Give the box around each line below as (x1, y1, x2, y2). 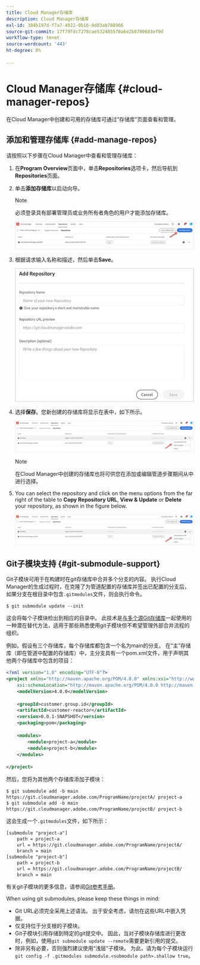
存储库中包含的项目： (21, 657, 74, 664)
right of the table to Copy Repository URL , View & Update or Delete (14, 496, 182, 503)
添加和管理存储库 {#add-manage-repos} (6, 135, 158, 145)
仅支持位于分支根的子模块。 (14, 923, 83, 930)
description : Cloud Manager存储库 (6, 16, 89, 22)
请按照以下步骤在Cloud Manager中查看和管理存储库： (6, 152, 138, 159)
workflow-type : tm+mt (6, 35, 60, 41)
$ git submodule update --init (6, 603, 84, 609)
